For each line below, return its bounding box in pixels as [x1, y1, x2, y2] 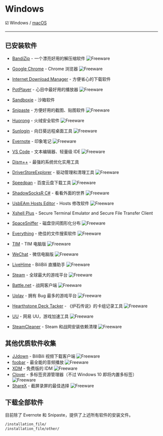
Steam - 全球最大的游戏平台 [12, 272, 68, 278]
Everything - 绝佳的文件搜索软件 [12, 230, 77, 236]
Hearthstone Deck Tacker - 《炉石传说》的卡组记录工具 [12, 303, 123, 309]
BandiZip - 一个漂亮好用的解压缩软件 [12, 55, 86, 61]
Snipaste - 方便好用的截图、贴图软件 [12, 107, 85, 113]
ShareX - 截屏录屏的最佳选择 [12, 382, 69, 388]
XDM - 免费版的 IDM [12, 365, 53, 371]
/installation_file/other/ [5, 426, 60, 432]
